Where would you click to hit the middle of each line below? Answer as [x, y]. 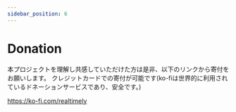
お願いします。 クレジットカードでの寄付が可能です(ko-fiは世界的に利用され [118, 77]
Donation [35, 48]
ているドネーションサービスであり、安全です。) [74, 87]
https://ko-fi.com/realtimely [47, 101]
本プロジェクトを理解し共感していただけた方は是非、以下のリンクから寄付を [118, 69]
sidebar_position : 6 [38, 14]
